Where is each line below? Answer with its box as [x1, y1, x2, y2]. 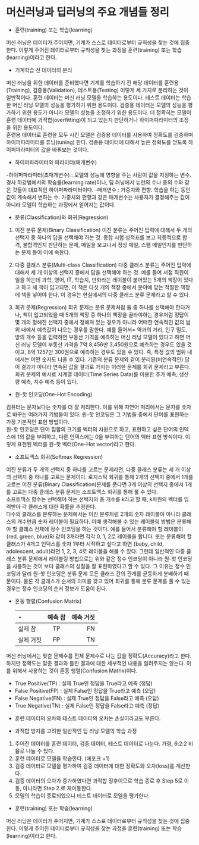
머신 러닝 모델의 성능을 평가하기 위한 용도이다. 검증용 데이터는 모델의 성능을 [12, 101, 187, 108]
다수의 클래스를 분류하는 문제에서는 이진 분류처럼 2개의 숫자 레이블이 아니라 [6, 510, 181, 518]
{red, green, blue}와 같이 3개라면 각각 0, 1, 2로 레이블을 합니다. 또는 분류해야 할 [6, 533, 192, 540]
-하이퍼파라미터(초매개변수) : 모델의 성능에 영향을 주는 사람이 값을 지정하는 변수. [6, 171, 192, 179]
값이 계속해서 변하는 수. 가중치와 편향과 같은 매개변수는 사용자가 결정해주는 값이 [6, 193, 190, 201]
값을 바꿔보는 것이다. [41, 146, 89, 153]
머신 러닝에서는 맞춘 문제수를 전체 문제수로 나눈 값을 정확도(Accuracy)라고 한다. [6, 652, 192, 659]
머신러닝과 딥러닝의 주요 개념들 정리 [6, 5, 169, 19]
